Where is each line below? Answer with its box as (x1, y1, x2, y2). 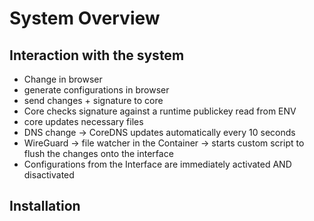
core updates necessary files (23, 116, 144, 127)
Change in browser (23, 73, 103, 85)
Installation (9, 198, 81, 215)
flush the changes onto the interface (23, 148, 174, 159)
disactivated (23, 169, 75, 181)
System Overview (9, 7, 161, 30)
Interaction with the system (9, 47, 185, 64)
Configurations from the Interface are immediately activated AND (23, 158, 292, 170)
